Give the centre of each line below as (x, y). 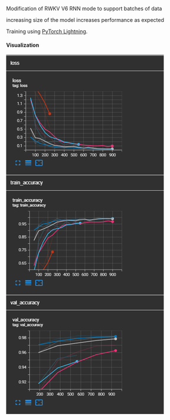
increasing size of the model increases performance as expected (85, 20)
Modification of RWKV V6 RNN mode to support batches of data (84, 9)
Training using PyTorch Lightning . (47, 31)
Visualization (23, 45)
